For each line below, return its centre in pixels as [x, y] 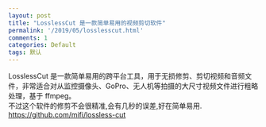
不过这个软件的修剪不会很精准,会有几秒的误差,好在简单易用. [105, 106]
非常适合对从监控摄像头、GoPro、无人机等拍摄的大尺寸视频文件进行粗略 [140, 86]
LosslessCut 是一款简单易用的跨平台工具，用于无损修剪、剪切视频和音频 [127, 76]
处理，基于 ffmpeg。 [42, 96]
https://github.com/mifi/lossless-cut [67, 115]
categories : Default [42, 45]
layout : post [30, 15]
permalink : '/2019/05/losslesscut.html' [76, 30]
